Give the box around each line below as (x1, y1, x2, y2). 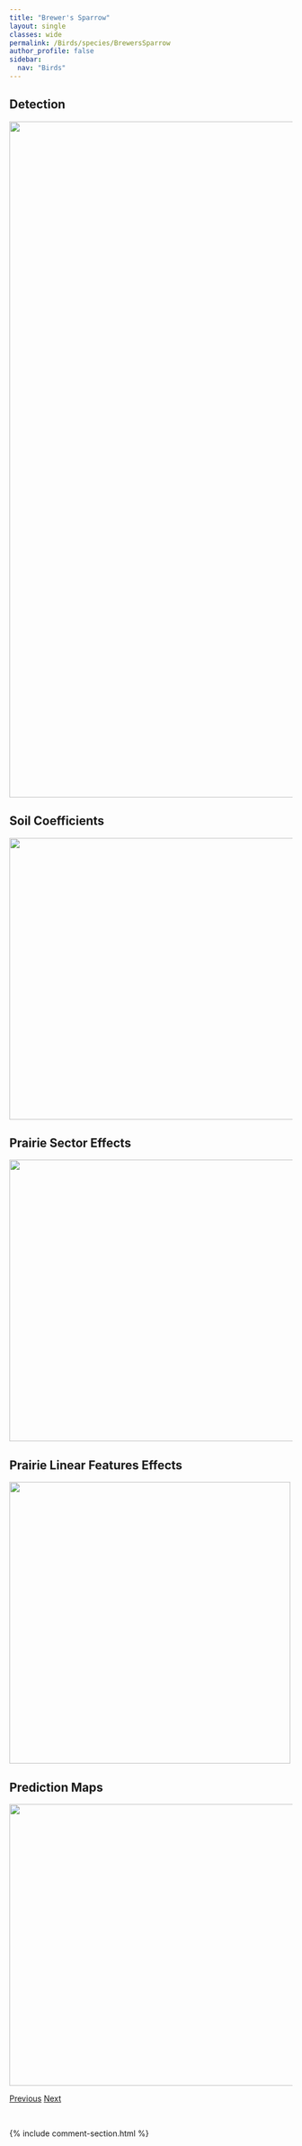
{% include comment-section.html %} (9, 2128, 150, 2139)
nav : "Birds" (17, 64, 67, 73)
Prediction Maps (9, 1779, 103, 1794)
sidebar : (9, 55, 42, 64)
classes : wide (9, 30, 63, 39)
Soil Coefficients (9, 813, 105, 829)
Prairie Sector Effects (9, 1135, 132, 1150)
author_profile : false (9, 47, 94, 56)
